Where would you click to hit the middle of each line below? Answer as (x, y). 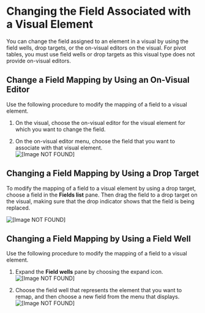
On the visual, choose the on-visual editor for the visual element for (100, 123)
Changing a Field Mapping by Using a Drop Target (103, 174)
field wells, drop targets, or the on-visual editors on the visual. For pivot (96, 48)
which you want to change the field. (60, 129)
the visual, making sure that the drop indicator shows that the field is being (100, 201)
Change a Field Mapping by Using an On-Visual (98, 80)
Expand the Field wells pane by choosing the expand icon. (89, 272)
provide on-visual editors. (39, 61)
